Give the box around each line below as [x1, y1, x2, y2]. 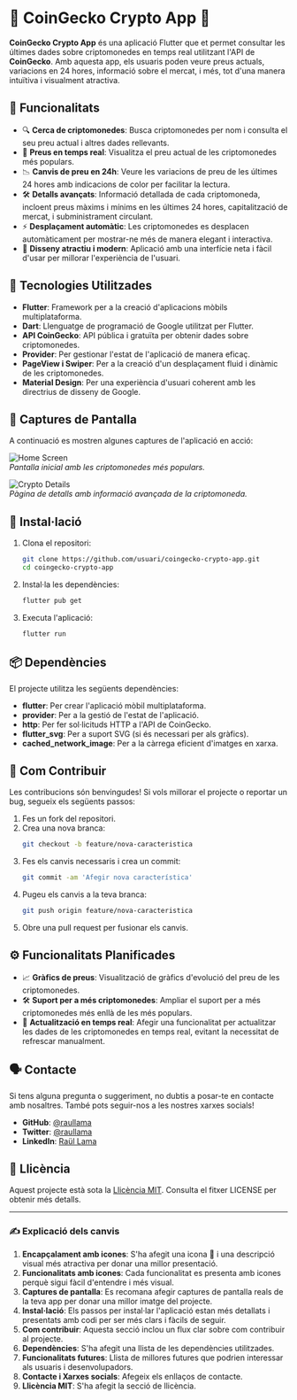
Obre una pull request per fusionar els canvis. [21, 922, 188, 932]
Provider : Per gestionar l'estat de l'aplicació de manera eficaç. [21, 349, 250, 360]
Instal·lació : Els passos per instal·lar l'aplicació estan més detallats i [21, 1305, 270, 1316]
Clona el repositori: [21, 538, 91, 548]
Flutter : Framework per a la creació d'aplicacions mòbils [21, 301, 228, 313]
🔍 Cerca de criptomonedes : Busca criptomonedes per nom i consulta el [21, 124, 288, 135]
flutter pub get [21, 596, 82, 605]
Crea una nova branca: [21, 823, 106, 833]
